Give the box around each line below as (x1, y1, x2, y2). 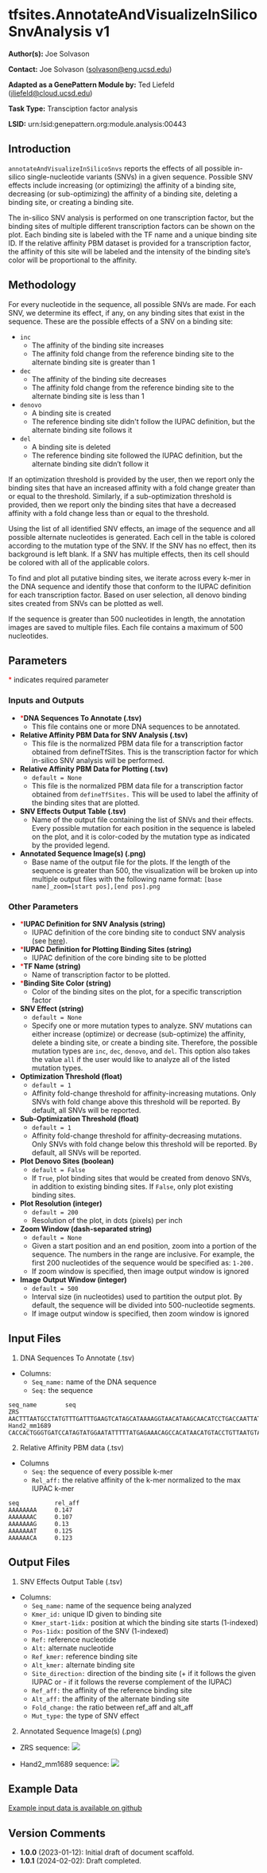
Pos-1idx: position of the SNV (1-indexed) (31, 1626, 169, 1635)
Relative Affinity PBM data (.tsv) (19, 1442, 125, 1452)
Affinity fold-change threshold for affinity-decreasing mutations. (31, 1131, 242, 1140)
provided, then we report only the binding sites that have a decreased (8, 500, 237, 510)
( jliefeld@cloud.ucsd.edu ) (8, 88, 93, 97)
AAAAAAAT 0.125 (8, 1527, 73, 1535)
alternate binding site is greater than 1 (31, 357, 156, 367)
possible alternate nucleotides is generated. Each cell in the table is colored (8, 532, 256, 541)
